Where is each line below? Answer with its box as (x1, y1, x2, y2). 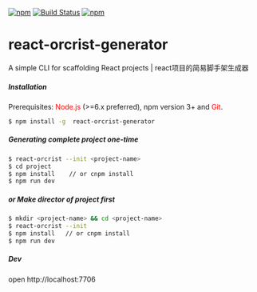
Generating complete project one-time (8, 134, 139, 144)
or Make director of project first (8, 194, 116, 204)
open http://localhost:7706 (8, 274, 96, 284)
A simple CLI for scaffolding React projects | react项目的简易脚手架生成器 (8, 62, 249, 72)
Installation (8, 82, 47, 91)
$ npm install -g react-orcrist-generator (8, 117, 156, 126)
